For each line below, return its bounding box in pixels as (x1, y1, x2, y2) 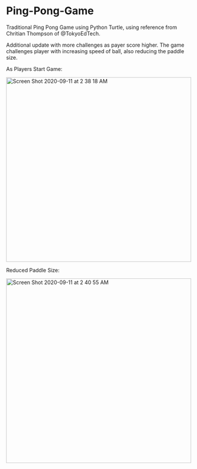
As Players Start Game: (6, 65, 63, 72)
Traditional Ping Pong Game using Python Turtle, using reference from (6, 24, 177, 31)
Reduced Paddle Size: (6, 266, 60, 273)
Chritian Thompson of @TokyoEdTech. (6, 30, 101, 37)
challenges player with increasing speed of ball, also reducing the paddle (6, 47, 185, 54)
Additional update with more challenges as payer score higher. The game (6, 41, 185, 48)
